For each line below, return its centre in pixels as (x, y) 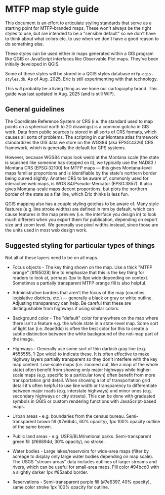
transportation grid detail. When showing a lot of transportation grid (81, 380)
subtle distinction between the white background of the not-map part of (85, 333)
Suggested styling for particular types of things (80, 246)
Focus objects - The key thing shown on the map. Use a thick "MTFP (82, 267)
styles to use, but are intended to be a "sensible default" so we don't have (81, 33)
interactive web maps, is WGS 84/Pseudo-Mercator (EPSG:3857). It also (79, 183)
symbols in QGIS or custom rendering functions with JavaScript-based (84, 401)
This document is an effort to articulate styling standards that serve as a (78, 23)
